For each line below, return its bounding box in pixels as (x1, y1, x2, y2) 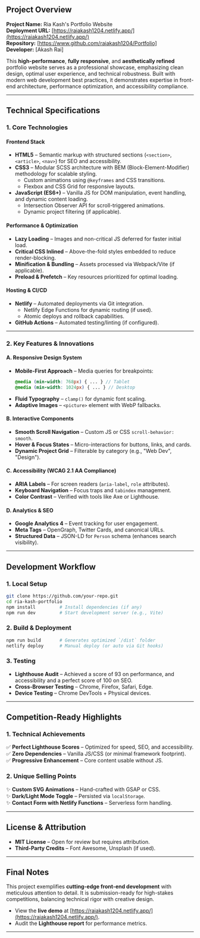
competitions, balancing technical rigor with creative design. (6, 896, 155, 903)
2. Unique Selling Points (6, 772, 77, 780)
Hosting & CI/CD (6, 287, 48, 294)
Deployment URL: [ (6, 27, 54, 34)
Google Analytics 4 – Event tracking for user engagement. (14, 520, 159, 527)
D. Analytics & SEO (6, 506, 54, 514)
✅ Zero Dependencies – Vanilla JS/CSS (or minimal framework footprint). (6, 750, 186, 758)
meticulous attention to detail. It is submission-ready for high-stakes (6, 889, 174, 896)
